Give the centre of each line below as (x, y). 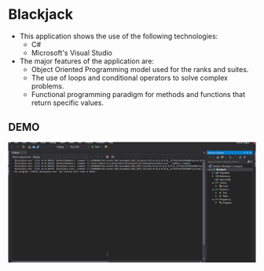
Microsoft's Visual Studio (71, 52)
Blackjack (40, 14)
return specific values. (68, 103)
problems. (48, 86)
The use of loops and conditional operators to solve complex (129, 78)
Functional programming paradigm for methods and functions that (138, 94)
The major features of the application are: (87, 61)
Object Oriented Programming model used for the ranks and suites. (140, 69)
